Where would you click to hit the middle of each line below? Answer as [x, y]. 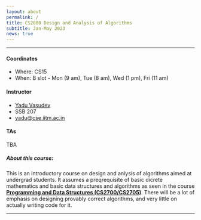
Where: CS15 [31, 72]
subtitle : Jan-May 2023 [36, 28]
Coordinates [22, 58]
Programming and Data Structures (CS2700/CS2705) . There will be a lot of [100, 192]
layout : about [24, 12]
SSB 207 [25, 111]
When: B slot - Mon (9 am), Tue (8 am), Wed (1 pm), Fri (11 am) [92, 78]
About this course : [30, 158]
